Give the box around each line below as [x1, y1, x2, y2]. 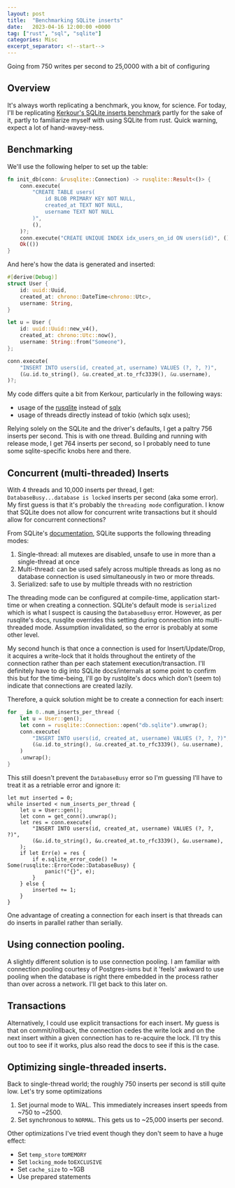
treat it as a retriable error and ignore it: [7, 781, 121, 789]
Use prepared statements [17, 1173, 91, 1181]
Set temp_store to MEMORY [17, 1150, 87, 1159]
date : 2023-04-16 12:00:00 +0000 [7, 23, 111, 30]
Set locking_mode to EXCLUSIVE [17, 1158, 103, 1166]
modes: [7, 537, 29, 545]
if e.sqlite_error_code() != [32, 856, 117, 863]
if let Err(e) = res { [20, 849, 86, 856]
